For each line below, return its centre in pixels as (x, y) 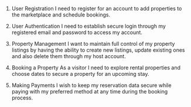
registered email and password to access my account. (77, 32)
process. (22, 98)
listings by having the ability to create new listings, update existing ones (98, 50)
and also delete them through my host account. (69, 56)
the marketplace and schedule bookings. (61, 15)
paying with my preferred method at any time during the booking (90, 91)
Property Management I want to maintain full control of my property (93, 44)
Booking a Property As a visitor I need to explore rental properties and (96, 68)
